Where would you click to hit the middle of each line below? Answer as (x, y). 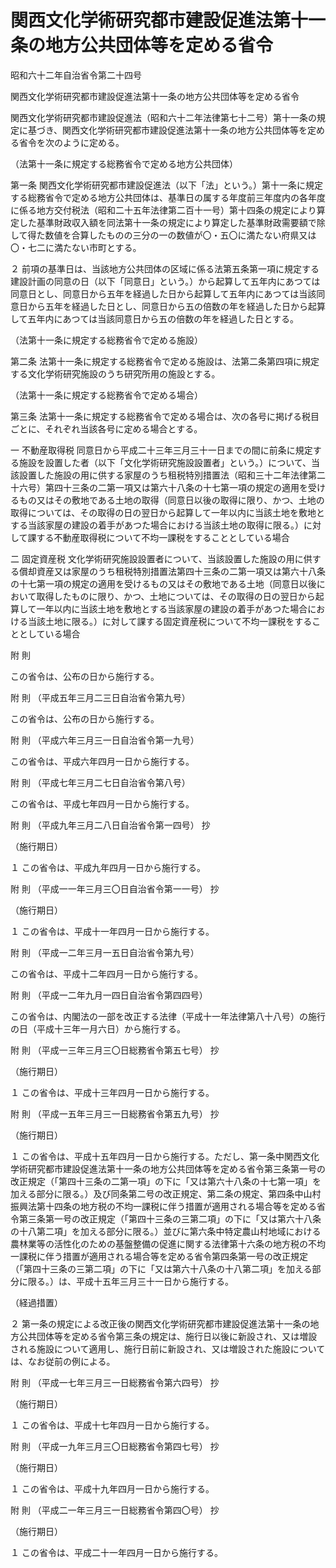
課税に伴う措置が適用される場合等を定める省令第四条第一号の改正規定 (163, 1256)
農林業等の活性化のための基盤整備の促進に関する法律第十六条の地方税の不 (163, 1243)
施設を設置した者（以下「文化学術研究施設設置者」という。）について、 (165, 462)
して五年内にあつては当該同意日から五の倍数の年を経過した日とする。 (154, 318)
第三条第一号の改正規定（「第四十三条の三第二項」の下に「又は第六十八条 (170, 1218)
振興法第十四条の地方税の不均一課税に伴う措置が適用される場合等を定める (163, 1206)
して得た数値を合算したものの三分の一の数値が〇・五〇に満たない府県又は (163, 235)
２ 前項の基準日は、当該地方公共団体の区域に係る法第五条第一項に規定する (165, 268)
